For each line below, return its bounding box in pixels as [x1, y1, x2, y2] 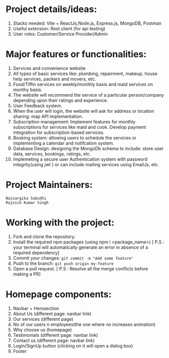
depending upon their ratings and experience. [13, 97, 108, 103]
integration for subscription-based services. [13, 129, 105, 135]
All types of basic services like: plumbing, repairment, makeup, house [13, 70, 158, 77]
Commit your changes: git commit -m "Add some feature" [13, 255, 134, 261]
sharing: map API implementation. [13, 113, 83, 119]
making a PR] [13, 271, 41, 277]
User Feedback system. [13, 102, 62, 109]
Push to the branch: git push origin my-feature [13, 260, 114, 266]
